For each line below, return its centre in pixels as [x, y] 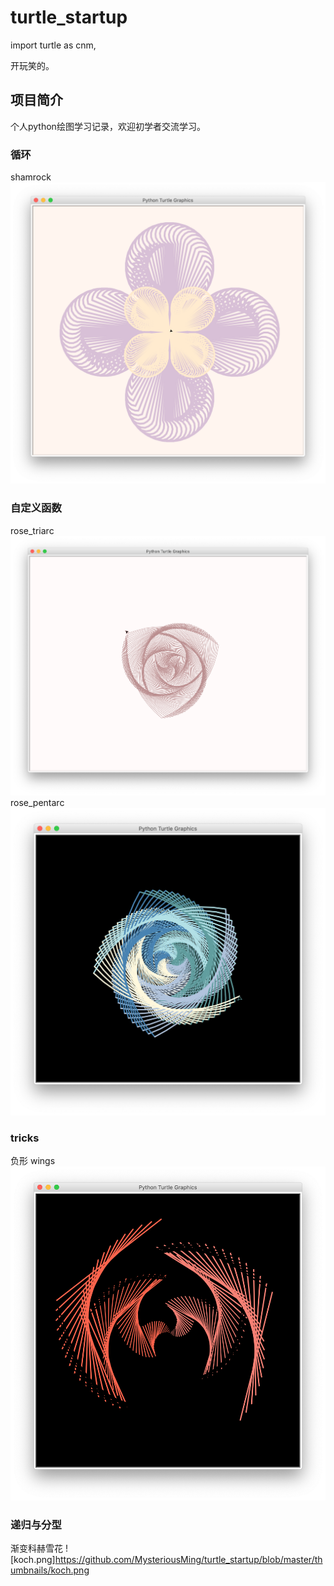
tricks [25, 1138]
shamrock [31, 177]
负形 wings [33, 1160]
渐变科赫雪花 [36, 1548]
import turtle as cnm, [53, 45]
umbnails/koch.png [50, 1570]
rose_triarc [32, 530]
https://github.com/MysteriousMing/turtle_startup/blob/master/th [188, 1559]
